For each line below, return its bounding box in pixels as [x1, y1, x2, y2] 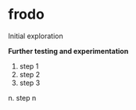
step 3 [19, 78, 41, 87]
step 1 [19, 61, 39, 71]
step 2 [19, 69, 41, 79]
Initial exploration [8, 31, 64, 41]
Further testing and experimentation [8, 46, 129, 55]
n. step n [8, 93, 37, 102]
